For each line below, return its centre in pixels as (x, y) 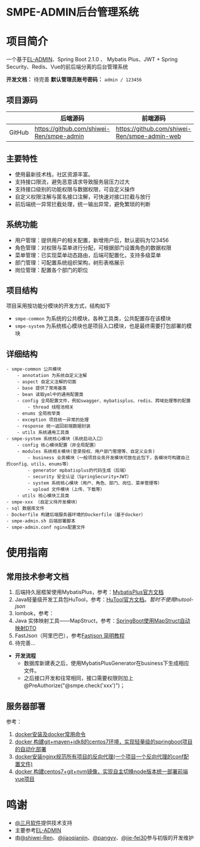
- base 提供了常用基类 (42, 388)
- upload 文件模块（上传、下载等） (66, 490)
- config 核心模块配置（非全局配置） (58, 445)
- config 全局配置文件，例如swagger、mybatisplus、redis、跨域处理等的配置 (104, 401)
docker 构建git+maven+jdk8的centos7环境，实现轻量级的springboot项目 (104, 742)
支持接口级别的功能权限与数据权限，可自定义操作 (75, 189)
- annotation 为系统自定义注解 (52, 376)
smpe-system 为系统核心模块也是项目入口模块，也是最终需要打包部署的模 (103, 326)
